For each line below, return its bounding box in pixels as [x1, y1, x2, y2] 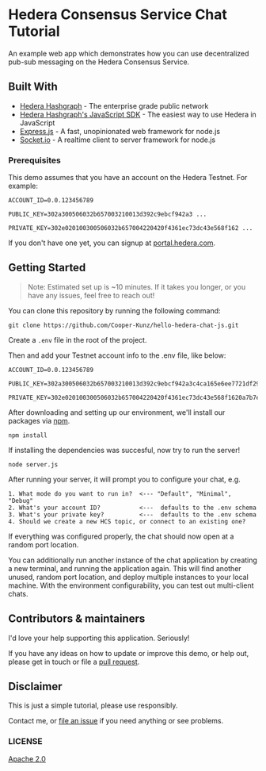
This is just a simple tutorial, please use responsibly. [8, 700, 178, 711]
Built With [8, 80, 58, 94]
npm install [8, 431, 47, 439]
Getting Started [8, 261, 86, 274]
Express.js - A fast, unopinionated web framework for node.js [19, 126, 220, 136]
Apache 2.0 [8, 754, 46, 763]
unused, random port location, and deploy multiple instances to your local [8, 572, 249, 581]
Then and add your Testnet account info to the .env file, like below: [8, 351, 226, 360]
